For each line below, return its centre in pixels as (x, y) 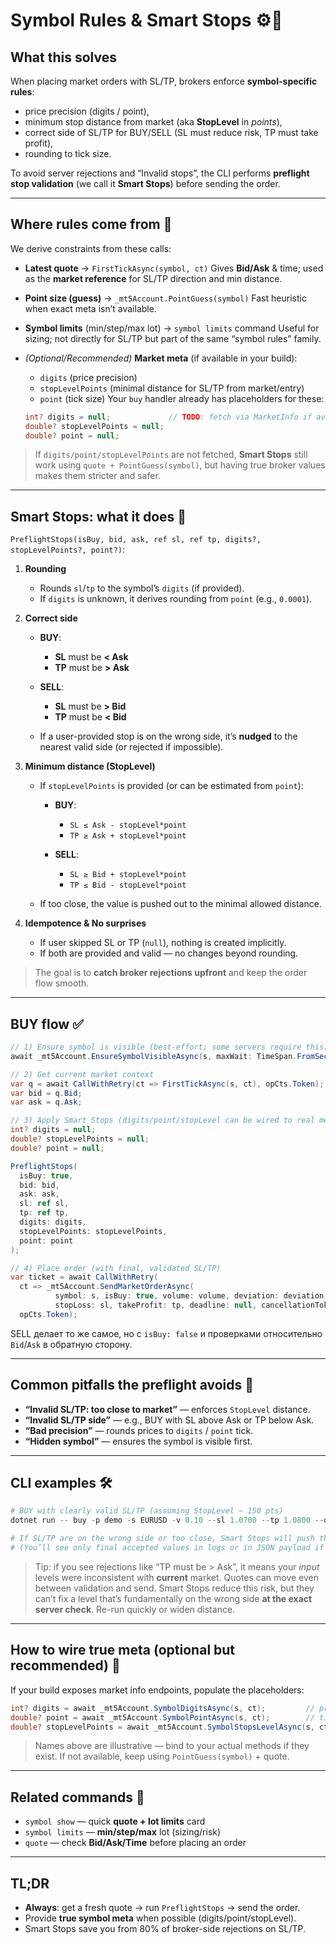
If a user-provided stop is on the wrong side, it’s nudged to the (168, 736)
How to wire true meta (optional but (123, 1650)
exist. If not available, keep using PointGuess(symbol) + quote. (162, 1756)
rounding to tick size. (68, 153)
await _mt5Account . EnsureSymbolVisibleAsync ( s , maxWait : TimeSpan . (154, 1056)
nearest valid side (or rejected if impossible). (131, 747)
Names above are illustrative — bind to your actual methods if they (172, 1746)
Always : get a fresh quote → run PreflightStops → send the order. (162, 1907)
